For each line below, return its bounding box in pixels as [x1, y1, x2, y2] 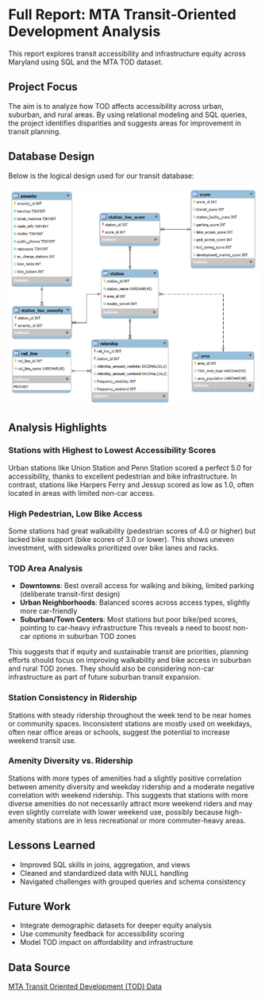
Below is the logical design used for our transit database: [8, 171, 194, 180]
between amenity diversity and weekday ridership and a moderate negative [8, 781, 255, 792]
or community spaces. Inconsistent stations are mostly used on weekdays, [8, 718, 252, 728]
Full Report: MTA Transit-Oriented [8, 6, 236, 24]
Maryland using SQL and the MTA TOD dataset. [8, 57, 163, 67]
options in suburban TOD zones [33, 632, 136, 641]
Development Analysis [8, 22, 161, 41]
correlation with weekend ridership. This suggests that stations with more [8, 790, 248, 800]
